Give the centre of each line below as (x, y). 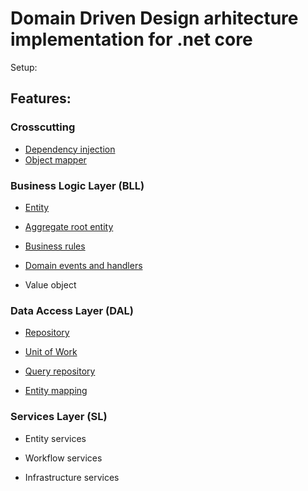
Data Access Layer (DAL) (72, 310)
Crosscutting (43, 127)
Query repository (60, 371)
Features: (41, 98)
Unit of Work (51, 352)
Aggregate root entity (69, 226)
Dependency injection (70, 149)
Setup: (24, 67)
